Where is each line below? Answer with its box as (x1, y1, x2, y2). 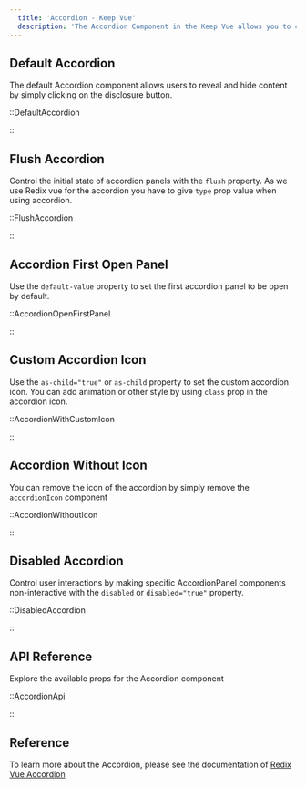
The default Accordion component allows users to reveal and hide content (9, 79, 288, 91)
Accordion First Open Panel (9, 256, 168, 272)
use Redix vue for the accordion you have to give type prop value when (9, 185, 277, 196)
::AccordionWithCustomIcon (9, 413, 116, 424)
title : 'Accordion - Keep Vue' (17, 13, 137, 23)
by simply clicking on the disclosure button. (9, 89, 173, 100)
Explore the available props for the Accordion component (9, 673, 225, 684)
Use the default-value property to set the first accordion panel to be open (9, 280, 289, 292)
